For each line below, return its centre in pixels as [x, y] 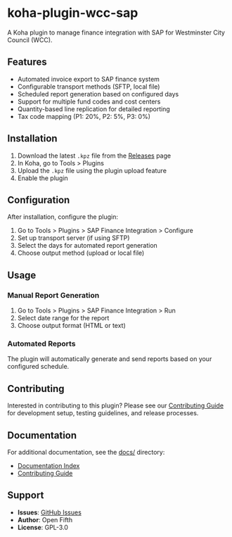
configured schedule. [38, 367]
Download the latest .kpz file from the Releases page [94, 156]
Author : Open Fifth [45, 519]
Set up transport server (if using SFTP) [73, 238]
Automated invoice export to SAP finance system [89, 79]
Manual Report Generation [53, 295]
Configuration [39, 200]
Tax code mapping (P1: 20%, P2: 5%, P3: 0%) [84, 116]
